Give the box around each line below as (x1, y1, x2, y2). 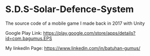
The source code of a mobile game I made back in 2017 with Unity (5, 20, 145, 26)
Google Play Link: (5, 30, 42, 36)
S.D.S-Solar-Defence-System (5, 4, 134, 15)
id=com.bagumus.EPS (5, 35, 52, 41)
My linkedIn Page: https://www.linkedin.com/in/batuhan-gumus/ (5, 45, 141, 51)
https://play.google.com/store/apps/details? (43, 30, 136, 36)
